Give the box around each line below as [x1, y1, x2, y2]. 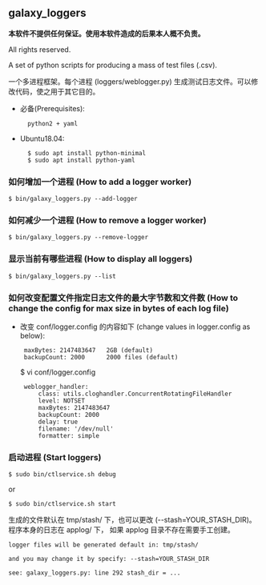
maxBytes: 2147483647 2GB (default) [23, 347, 154, 355]
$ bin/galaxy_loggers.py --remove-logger [8, 234, 149, 242]
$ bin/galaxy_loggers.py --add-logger [8, 195, 138, 203]
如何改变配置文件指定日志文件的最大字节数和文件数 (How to [8, 292, 239, 303]
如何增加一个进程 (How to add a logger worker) [8, 176, 192, 187]
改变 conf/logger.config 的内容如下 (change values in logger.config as [19, 322, 251, 331]
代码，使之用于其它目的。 [14, 86, 100, 96]
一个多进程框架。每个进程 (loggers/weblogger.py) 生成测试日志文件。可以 [8, 76, 252, 86]
